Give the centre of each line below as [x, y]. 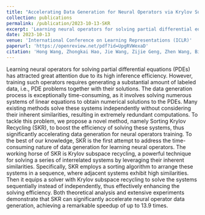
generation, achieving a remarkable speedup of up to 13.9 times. [87, 205]
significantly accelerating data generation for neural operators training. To [99, 134]
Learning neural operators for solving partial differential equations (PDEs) [98, 69]
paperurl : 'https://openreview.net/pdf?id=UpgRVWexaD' [77, 46]
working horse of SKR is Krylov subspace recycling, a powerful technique [99, 153]
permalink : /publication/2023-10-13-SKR [59, 23]
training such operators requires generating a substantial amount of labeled [101, 82]
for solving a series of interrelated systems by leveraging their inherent [95, 160]
